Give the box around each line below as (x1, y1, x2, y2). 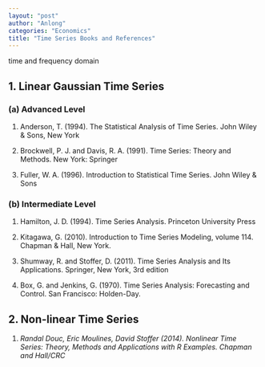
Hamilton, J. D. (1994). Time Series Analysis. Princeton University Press (19, 217, 256, 226)
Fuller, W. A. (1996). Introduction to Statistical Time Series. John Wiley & (19, 169, 257, 179)
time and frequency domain (8, 56, 99, 66)
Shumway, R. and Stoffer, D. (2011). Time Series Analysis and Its (19, 256, 231, 266)
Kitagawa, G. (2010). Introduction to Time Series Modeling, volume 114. (19, 232, 254, 242)
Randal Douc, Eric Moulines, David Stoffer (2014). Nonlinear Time (19, 334, 237, 344)
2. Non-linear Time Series (8, 312, 139, 326)
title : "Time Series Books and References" (8, 34, 156, 43)
